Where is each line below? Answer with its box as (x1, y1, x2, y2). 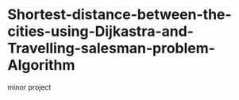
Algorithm (7, 56, 75, 75)
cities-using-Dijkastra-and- (7, 22, 194, 40)
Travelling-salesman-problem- (7, 40, 216, 57)
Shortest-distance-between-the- (7, 6, 232, 24)
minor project (7, 82, 52, 92)
